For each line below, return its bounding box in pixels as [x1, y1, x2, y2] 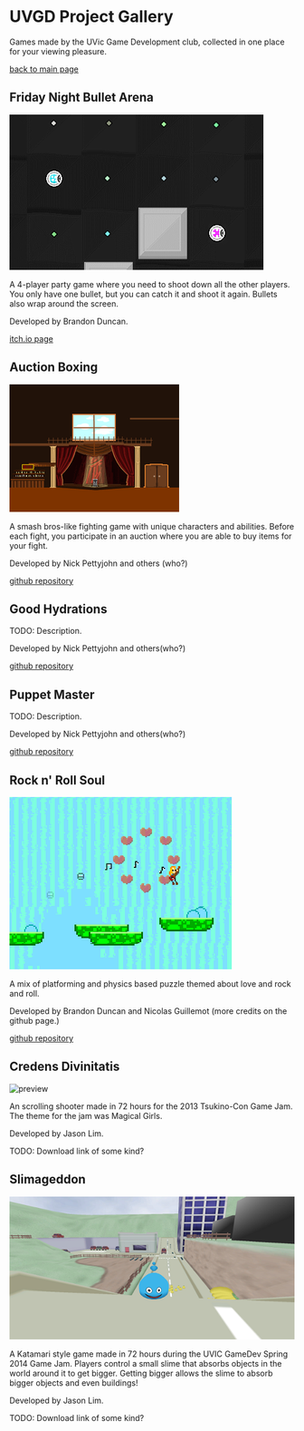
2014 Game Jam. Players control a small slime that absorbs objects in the [9, 1358, 282, 1369]
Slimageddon [9, 1172, 86, 1187]
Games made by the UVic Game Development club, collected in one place [9, 36, 285, 47]
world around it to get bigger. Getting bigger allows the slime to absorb [9, 1368, 273, 1379]
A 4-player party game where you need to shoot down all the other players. [9, 278, 290, 289]
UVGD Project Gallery [9, 6, 174, 27]
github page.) [9, 1016, 61, 1026]
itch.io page [9, 333, 54, 344]
